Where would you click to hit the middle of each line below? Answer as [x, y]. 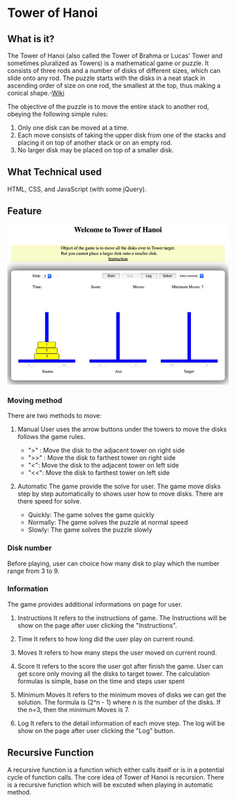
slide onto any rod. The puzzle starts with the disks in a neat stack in [106, 78]
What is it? [31, 39]
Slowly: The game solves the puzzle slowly [90, 530]
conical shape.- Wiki [36, 93]
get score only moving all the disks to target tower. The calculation [114, 673]
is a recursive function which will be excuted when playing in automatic [110, 784]
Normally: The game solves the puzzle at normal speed [108, 522]
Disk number [29, 548]
